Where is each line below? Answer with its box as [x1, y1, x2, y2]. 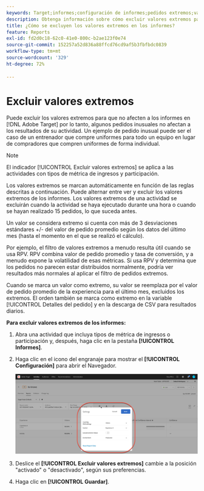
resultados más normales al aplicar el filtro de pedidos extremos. [6, 270, 169, 277]
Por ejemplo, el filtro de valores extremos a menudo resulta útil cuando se [6, 244, 191, 251]
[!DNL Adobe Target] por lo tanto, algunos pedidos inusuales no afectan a [6, 121, 191, 128]
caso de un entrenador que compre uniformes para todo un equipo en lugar [6, 134, 195, 141]
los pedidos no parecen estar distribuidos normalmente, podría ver [6, 263, 174, 271]
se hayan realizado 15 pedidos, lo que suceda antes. [6, 208, 137, 215]
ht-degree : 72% [6, 61, 45, 67]
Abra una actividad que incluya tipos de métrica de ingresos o [15, 331, 171, 338]
